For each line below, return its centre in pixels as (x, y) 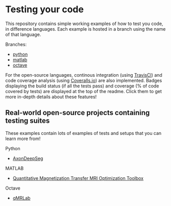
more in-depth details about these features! (51, 97)
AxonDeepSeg (28, 158)
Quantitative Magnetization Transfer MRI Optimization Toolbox (78, 178)
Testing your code (45, 9)
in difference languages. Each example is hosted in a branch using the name (86, 29)
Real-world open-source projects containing (78, 113)
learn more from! (23, 139)
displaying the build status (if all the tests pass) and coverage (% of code (82, 86)
